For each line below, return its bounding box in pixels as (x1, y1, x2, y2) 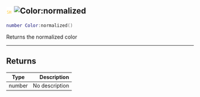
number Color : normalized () (6, 22, 73, 29)
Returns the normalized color (6, 33, 77, 40)
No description (32, 82, 70, 89)
